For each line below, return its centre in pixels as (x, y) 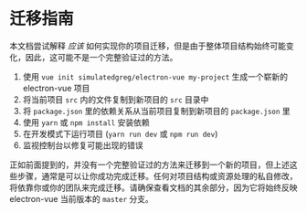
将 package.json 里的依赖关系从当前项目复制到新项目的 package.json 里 (156, 111)
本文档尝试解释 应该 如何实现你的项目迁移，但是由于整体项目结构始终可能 (148, 46)
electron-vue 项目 (56, 88)
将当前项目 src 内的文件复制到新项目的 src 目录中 (116, 99)
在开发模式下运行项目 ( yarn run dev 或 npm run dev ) (120, 133)
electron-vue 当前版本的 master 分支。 (81, 198)
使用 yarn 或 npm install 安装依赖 (86, 122)
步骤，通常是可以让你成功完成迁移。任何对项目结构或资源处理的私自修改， (157, 176)
